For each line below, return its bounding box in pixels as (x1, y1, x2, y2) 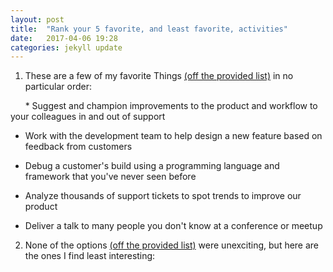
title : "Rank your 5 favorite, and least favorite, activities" (10, 24, 288, 34)
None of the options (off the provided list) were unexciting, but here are (24, 239, 320, 251)
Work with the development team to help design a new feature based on (24, 130, 323, 142)
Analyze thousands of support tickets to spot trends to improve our (24, 190, 302, 202)
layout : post (10, 14, 65, 25)
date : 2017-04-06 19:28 (10, 33, 118, 43)
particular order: (24, 81, 93, 93)
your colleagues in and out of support (10, 111, 166, 123)
